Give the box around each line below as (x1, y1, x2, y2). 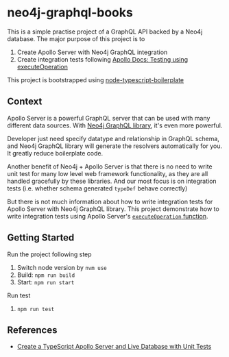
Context (7, 96, 43, 108)
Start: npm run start (16, 278, 75, 286)
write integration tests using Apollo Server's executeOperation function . (7, 212, 208, 220)
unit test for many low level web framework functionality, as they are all (7, 169, 208, 177)
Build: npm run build (16, 271, 75, 279)
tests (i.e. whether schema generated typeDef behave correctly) (7, 184, 188, 193)
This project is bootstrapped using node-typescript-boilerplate (7, 75, 184, 84)
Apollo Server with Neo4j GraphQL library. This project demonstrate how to (7, 204, 219, 213)
